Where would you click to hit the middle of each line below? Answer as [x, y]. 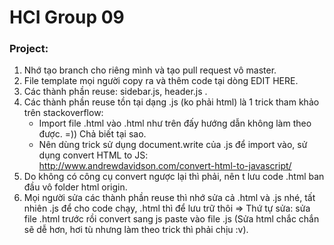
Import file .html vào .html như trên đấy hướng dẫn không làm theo [175, 123]
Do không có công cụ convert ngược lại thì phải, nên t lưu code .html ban [174, 177]
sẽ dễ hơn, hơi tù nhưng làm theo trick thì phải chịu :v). [136, 230]
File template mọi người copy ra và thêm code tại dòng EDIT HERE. [161, 81]
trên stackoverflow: [63, 113]
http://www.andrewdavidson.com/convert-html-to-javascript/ [165, 166]
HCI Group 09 [67, 17]
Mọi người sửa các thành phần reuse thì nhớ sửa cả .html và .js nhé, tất [169, 198]
